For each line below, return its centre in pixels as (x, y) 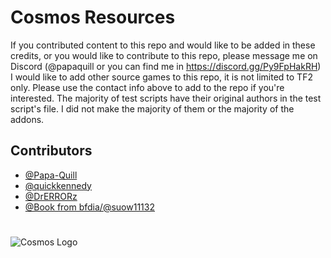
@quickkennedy (58, 185)
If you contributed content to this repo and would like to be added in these (163, 45)
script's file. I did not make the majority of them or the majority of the (152, 108)
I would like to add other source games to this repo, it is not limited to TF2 (161, 77)
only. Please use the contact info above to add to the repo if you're (147, 87)
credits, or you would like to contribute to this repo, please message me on (164, 55)
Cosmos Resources (93, 17)
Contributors (51, 151)
